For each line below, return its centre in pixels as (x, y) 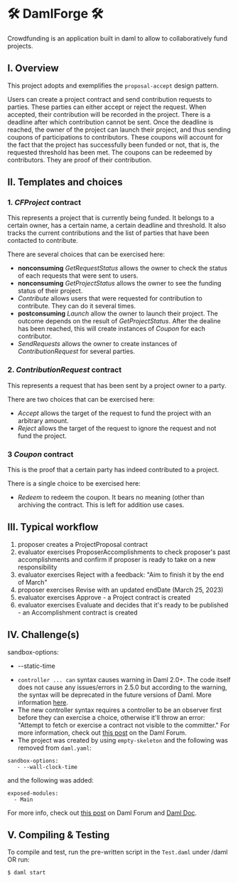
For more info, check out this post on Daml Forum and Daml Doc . (102, 813)
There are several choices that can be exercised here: (86, 254)
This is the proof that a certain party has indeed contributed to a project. (113, 470)
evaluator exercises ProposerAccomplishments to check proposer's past (124, 552)
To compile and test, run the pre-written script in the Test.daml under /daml (118, 852)
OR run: (18, 860)
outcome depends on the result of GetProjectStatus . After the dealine (119, 321)
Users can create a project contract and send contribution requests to (109, 99)
